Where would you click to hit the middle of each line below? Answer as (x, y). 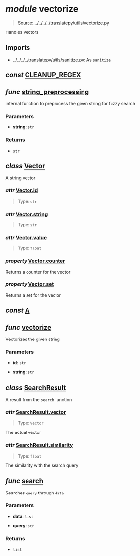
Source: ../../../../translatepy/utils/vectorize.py (63, 23)
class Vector (25, 166)
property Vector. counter (35, 261)
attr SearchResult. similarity (39, 445)
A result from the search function (39, 400)
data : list (23, 516)
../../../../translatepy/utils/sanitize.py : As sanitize (62, 60)
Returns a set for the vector (33, 295)
